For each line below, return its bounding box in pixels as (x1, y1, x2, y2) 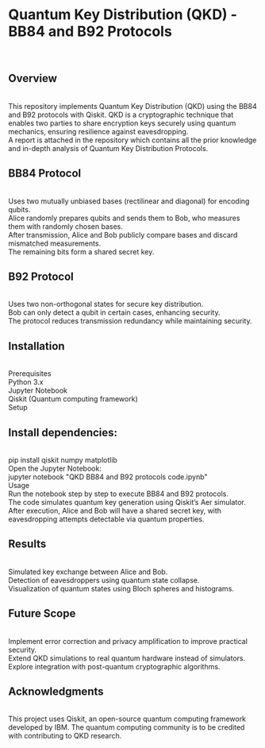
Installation (8, 339, 65, 353)
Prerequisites (8, 369, 52, 378)
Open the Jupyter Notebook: (8, 463, 102, 473)
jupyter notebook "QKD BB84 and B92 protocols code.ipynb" (8, 472, 208, 482)
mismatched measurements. (8, 238, 102, 248)
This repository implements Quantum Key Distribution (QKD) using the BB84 (8, 101, 257, 110)
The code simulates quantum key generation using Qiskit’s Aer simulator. (8, 498, 246, 506)
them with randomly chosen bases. (8, 221, 123, 231)
